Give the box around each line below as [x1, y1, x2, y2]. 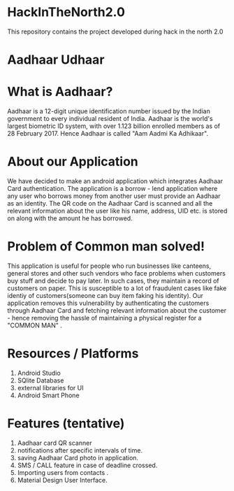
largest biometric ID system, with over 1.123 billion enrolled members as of [7, 122, 221, 130]
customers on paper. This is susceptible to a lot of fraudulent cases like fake [7, 284, 227, 292]
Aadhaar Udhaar [7, 52, 105, 68]
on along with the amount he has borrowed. [7, 214, 133, 222]
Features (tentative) [7, 415, 125, 432]
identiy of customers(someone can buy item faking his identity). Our [7, 291, 204, 299]
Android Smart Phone [17, 391, 80, 399]
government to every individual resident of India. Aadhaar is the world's [7, 115, 213, 123]
